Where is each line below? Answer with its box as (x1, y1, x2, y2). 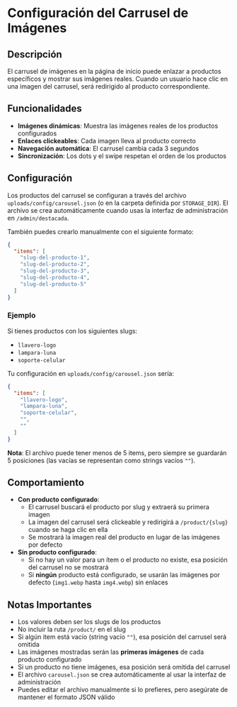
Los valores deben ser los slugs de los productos (17, 618, 161, 626)
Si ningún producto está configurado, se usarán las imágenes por (28, 571, 221, 579)
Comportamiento (7, 477, 85, 489)
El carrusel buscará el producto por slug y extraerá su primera (28, 503, 210, 511)
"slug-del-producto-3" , (20, 267, 91, 274)
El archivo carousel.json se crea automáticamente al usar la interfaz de (17, 670, 226, 679)
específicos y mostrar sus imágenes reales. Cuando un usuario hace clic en (7, 74, 229, 83)
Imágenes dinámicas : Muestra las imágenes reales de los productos (17, 121, 219, 130)
